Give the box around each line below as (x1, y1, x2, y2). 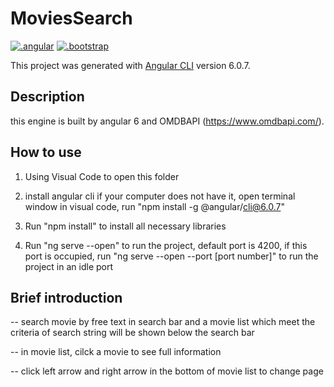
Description (10, 88, 85, 106)
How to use (10, 144, 82, 161)
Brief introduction (10, 289, 123, 306)
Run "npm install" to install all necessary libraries (24, 220, 227, 232)
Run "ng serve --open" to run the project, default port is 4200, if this (24, 239, 308, 251)
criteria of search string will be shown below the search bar (10, 327, 255, 339)
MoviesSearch (10, 7, 133, 30)
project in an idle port (24, 260, 114, 272)
